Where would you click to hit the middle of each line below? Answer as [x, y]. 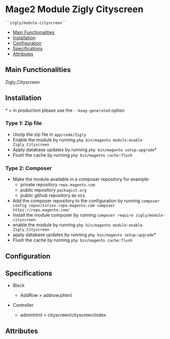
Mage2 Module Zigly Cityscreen [74, 9]
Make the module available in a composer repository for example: [81, 179]
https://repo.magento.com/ [41, 210]
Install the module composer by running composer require [73, 215]
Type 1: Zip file [24, 123]
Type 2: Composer [29, 168]
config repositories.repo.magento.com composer [64, 206]
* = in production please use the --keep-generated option [65, 110]
